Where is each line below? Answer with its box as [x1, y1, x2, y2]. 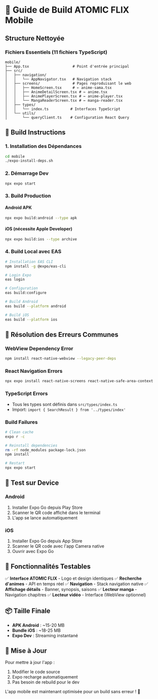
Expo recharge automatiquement [12, 674, 78, 680]
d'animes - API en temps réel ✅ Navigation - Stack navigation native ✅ [5, 581, 148, 587]
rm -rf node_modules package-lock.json [5, 447, 86, 452]
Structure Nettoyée [5, 34, 65, 42]
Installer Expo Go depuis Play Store [12, 504, 83, 510]
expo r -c [5, 434, 25, 439]
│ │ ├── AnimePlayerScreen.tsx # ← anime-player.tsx [5, 93, 123, 99]
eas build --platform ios [5, 317, 57, 322]
